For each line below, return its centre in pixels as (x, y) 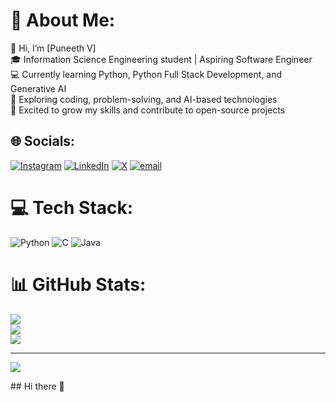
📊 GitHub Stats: (78, 284)
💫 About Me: (63, 20)
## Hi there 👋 (37, 386)
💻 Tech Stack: (72, 207)
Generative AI (38, 88)
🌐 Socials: (43, 141)
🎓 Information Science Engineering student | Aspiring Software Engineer (161, 59)
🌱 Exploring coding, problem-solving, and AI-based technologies (144, 99)
